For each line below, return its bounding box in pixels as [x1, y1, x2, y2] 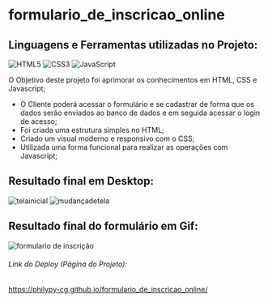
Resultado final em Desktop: [8, 174, 154, 188]
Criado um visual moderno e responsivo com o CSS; [19, 134, 195, 143]
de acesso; [19, 117, 57, 126]
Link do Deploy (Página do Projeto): [8, 259, 128, 269]
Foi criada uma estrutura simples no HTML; [19, 125, 164, 134]
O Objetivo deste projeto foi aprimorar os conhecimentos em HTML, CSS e [8, 75, 257, 84]
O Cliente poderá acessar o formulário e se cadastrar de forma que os [19, 100, 255, 108]
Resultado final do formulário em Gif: [8, 219, 198, 233]
